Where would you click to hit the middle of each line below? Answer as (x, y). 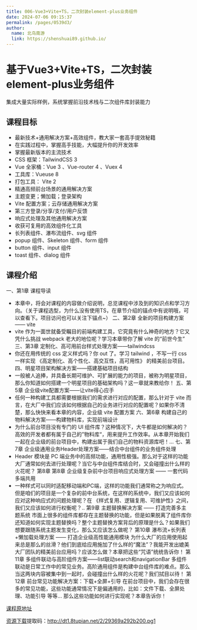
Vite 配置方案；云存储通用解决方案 (56, 203)
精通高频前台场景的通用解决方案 (53, 189)
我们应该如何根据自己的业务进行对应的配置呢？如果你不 (113, 405)
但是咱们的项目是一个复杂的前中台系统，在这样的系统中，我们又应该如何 (102, 493)
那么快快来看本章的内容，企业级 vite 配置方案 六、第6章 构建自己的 (106, 412)
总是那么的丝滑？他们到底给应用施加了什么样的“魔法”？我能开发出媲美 (105, 544)
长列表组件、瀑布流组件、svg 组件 (56, 233)
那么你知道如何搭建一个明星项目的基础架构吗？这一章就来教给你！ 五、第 (103, 383)
